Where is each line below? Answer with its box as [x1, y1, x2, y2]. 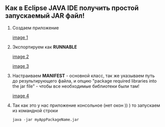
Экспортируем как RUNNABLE [12, 44, 78, 50]
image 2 [12, 53, 29, 59]
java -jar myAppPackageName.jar [12, 117, 79, 122]
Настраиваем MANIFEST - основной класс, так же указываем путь [12, 73, 155, 79]
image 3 [12, 63, 29, 69]
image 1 [12, 34, 28, 40]
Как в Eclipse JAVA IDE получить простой [5, 4, 139, 12]
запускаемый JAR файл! [5, 12, 85, 20]
